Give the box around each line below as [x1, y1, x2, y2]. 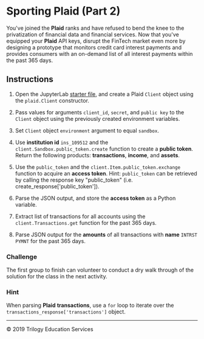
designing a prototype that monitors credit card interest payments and [6, 44, 182, 51]
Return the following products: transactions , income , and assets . [15, 151, 180, 159]
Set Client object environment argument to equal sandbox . [15, 126, 160, 134]
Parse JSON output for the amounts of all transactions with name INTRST [15, 231, 198, 238]
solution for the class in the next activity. [6, 273, 107, 280]
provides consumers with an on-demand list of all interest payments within [6, 50, 193, 57]
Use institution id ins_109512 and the [15, 139, 109, 146]
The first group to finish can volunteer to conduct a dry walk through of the [6, 266, 194, 274]
